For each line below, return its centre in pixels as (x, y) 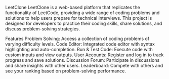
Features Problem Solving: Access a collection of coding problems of (77, 38)
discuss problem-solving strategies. (43, 29)
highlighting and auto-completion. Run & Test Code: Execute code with (79, 49)
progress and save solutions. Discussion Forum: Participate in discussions (82, 60)
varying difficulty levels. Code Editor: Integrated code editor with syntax (80, 44)
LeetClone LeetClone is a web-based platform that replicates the (73, 7)
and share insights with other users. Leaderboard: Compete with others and (84, 66)
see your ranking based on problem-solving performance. (66, 71)
